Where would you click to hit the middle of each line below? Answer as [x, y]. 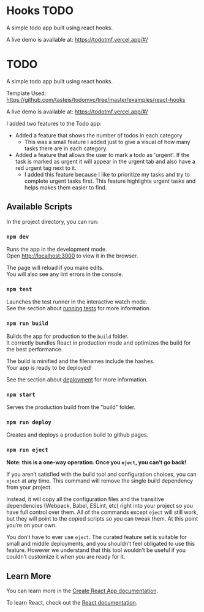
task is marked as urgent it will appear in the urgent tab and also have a [105, 161]
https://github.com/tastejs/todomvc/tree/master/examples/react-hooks [96, 99]
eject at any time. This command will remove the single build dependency [100, 481]
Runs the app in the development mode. [57, 249]
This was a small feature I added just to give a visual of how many [107, 142]
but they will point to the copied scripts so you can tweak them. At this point [102, 519]
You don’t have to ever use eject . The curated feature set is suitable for [96, 537]
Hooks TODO [40, 11]
